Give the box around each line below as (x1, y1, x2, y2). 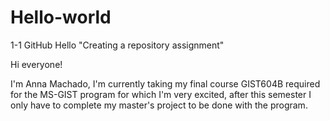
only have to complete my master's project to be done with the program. (10, 99, 308, 111)
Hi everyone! (10, 58, 63, 70)
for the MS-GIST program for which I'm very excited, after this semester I (10, 88, 312, 100)
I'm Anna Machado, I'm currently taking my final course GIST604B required (10, 77, 321, 90)
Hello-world (10, 6, 112, 29)
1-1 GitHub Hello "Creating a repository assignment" (10, 39, 225, 51)
